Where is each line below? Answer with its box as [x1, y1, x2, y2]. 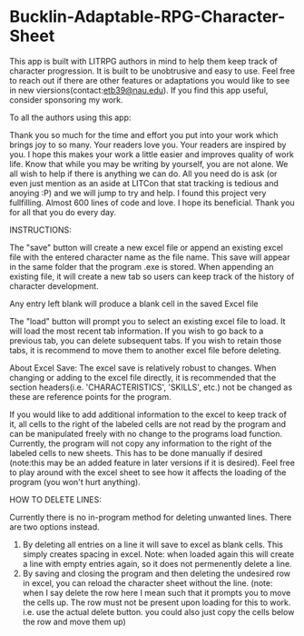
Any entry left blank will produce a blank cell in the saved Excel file [9, 298, 259, 309]
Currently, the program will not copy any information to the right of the [9, 438, 272, 449]
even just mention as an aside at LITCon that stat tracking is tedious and [9, 177, 279, 188]
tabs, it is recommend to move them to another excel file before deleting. [9, 344, 281, 355]
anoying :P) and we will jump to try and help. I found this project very [9, 187, 267, 198]
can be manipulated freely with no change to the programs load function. [9, 428, 283, 439]
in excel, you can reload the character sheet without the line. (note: [22, 577, 273, 588]
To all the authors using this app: [9, 112, 132, 123]
